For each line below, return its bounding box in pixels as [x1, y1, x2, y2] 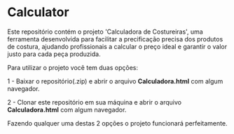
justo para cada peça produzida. [7, 50, 101, 58]
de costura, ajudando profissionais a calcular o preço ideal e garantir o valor [7, 42, 228, 51]
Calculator [7, 4, 69, 20]
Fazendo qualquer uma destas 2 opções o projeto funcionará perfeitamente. [7, 119, 228, 127]
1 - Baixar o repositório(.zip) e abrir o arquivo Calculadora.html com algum [7, 76, 223, 85]
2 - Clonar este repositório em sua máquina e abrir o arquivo [7, 98, 182, 106]
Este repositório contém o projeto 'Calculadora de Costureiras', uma [7, 27, 203, 36]
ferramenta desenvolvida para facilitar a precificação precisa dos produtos [7, 34, 223, 43]
